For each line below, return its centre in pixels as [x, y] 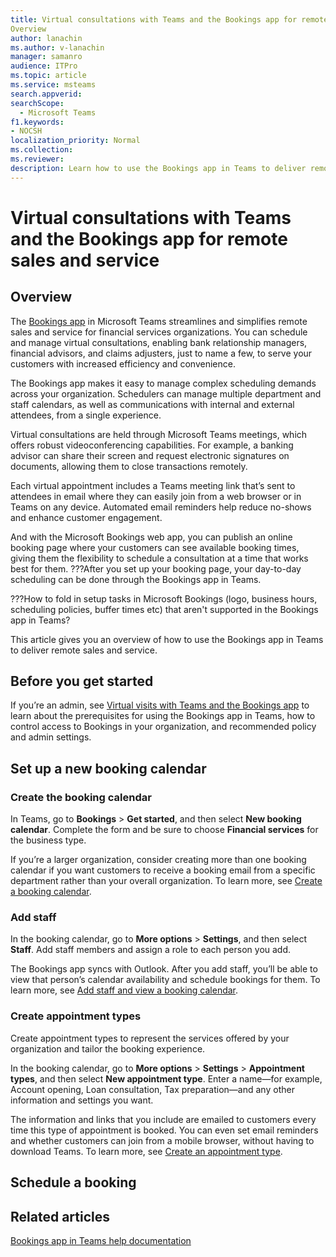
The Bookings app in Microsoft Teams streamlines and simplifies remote [159, 321]
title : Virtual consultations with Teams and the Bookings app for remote [169, 19]
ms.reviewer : [37, 159]
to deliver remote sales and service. [84, 650]
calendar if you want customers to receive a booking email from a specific [163, 870]
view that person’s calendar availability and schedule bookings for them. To [165, 980]
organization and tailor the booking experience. [108, 1048]
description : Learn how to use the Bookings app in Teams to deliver [158, 168]
